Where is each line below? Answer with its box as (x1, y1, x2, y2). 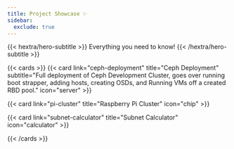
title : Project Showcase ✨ (7, 10, 88, 18)
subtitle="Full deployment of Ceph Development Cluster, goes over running (7, 71, 225, 79)
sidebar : (7, 17, 33, 24)
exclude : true (13, 23, 55, 30)
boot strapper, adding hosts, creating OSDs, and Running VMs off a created (7, 79, 226, 87)
